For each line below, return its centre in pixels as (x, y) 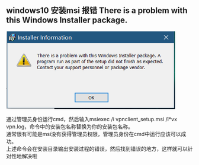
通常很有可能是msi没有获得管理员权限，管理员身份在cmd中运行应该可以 (94, 134)
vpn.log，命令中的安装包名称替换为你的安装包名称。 (70, 127)
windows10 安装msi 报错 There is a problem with (97, 11)
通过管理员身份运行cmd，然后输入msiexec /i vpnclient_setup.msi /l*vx (92, 119)
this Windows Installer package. (67, 20)
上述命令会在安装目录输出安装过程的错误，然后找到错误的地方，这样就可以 (97, 148)
